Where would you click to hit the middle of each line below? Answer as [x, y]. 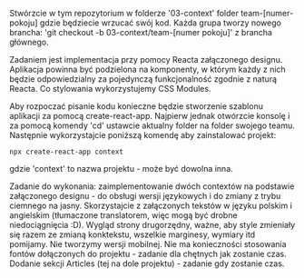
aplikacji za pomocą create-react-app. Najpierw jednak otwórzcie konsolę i [150, 116]
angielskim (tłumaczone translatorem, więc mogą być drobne [123, 215]
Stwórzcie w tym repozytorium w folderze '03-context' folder [124, 13]
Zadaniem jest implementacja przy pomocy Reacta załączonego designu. [146, 60]
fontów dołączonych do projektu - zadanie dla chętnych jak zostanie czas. [148, 254]
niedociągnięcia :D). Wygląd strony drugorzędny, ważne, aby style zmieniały [152, 225]
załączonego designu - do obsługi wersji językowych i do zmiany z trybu [145, 196]
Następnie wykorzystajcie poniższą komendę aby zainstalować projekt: [143, 135]
